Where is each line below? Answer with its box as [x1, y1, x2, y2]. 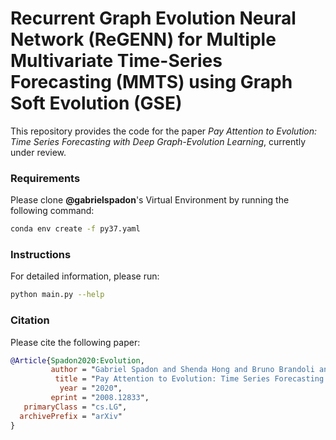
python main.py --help [10, 290, 105, 300]
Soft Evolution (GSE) [10, 92, 183, 115]
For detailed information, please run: [10, 270, 160, 282]
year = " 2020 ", [59, 383, 123, 394]
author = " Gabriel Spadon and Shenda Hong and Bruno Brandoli [50, 365, 315, 375]
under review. [10, 146, 67, 158]
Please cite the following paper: [10, 336, 141, 348]
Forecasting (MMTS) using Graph [10, 71, 293, 94]
